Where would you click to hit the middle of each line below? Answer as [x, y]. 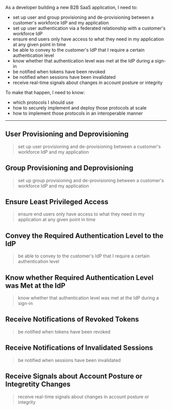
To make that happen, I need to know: [45, 92]
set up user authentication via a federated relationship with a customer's [89, 28]
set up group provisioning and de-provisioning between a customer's [91, 180]
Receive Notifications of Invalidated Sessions [79, 348]
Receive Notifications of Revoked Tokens [72, 319]
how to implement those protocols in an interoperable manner [78, 113]
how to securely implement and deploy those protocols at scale [80, 108]
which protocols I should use [43, 102]
